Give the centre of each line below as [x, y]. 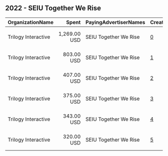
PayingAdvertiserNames [115, 22]
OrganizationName [31, 22]
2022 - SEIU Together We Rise [53, 8]
